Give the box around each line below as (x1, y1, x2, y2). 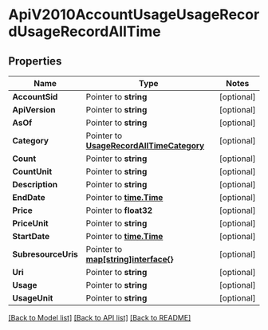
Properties (8, 54, 62, 68)
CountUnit (12, 166, 53, 177)
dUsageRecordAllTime (8, 22, 161, 41)
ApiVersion (12, 104, 56, 115)
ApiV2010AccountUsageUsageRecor (8, 6, 260, 24)
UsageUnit (12, 293, 53, 304)
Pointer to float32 (85, 205, 153, 216)
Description (12, 179, 58, 190)
